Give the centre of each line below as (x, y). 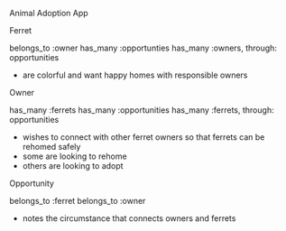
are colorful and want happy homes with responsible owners (135, 75)
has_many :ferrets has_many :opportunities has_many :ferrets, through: (142, 110)
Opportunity (32, 183)
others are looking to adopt (73, 166)
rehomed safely (51, 147)
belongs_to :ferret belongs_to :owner (78, 201)
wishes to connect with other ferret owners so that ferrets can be (143, 137)
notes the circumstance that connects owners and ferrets (129, 218)
